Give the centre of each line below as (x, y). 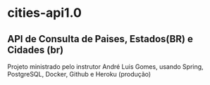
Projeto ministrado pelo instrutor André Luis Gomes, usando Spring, (105, 67)
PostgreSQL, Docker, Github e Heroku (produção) (79, 74)
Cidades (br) (36, 50)
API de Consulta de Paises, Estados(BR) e (100, 39)
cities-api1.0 (45, 13)
